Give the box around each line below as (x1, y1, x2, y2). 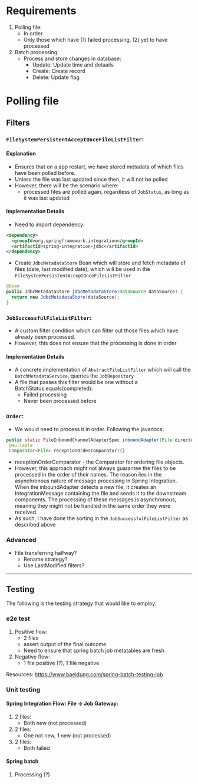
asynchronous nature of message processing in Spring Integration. (14, 477, 177, 484)
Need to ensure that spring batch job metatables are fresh (23, 647, 165, 654)
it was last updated (23, 194, 70, 201)
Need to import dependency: (14, 221, 85, 228)
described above (14, 521, 56, 528)
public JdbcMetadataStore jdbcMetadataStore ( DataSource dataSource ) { (6, 289, 183, 295)
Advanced (6, 536, 37, 544)
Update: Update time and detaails (32, 61, 114, 68)
